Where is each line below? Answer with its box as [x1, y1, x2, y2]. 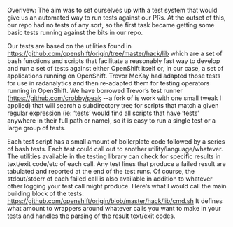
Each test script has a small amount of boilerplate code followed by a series [7, 137, 225, 146]
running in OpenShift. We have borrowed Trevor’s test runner [7, 87, 183, 95]
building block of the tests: [7, 189, 84, 198]
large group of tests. [7, 124, 66, 132]
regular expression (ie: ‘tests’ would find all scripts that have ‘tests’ [7, 109, 199, 117]
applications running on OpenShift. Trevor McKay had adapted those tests [7, 71, 221, 80]
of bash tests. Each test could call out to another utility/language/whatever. [7, 145, 223, 153]
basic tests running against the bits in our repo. [7, 28, 143, 36]
